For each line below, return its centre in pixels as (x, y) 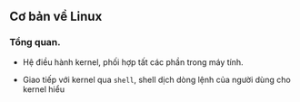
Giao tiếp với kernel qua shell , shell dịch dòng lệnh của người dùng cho (156, 79)
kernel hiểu (44, 89)
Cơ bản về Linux (56, 17)
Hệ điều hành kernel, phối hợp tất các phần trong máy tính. (133, 62)
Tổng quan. (35, 42)
